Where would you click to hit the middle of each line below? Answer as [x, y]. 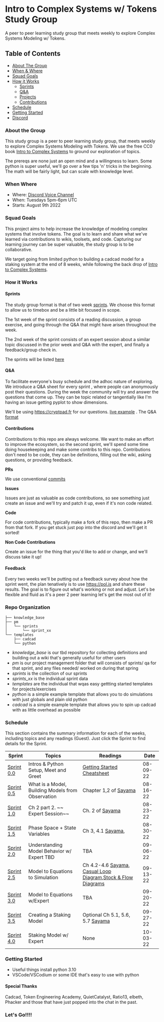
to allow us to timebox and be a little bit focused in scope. [63, 310]
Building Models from [53, 790]
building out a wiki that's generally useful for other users [69, 657]
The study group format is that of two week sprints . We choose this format [80, 305]
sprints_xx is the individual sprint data [50, 679]
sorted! [12, 533]
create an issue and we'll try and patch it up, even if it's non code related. [79, 503]
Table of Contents [33, 54]
